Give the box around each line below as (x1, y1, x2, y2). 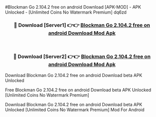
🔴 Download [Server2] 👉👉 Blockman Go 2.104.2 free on (13, 53, 151, 60)
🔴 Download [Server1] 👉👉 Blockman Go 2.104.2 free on (14, 21, 150, 28)
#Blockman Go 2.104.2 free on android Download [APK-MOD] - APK (5, 4, 141, 10)
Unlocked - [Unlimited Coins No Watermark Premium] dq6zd (5, 9, 127, 15)
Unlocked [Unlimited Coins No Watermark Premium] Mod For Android (5, 107, 145, 113)
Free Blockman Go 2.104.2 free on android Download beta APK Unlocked (5, 87, 151, 93)
